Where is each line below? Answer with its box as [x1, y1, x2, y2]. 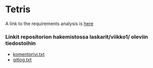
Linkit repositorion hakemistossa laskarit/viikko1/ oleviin [5, 33, 148, 40]
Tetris [5, 4, 31, 15]
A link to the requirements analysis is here [5, 20, 94, 27]
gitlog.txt [12, 57, 32, 63]
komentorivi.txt [12, 51, 45, 57]
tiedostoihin [5, 39, 36, 47]
